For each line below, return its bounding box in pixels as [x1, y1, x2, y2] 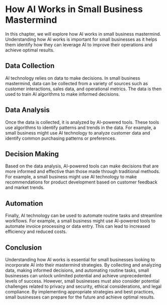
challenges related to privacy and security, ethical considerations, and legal [5, 283, 162, 289]
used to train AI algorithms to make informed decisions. [5, 91, 120, 97]
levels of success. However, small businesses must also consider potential [5, 278, 160, 284]
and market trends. [5, 185, 45, 191]
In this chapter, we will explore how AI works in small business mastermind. [5, 31, 161, 37]
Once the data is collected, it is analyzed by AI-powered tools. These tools [5, 119, 159, 125]
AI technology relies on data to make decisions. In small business [5, 75, 140, 81]
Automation [5, 199, 43, 208]
